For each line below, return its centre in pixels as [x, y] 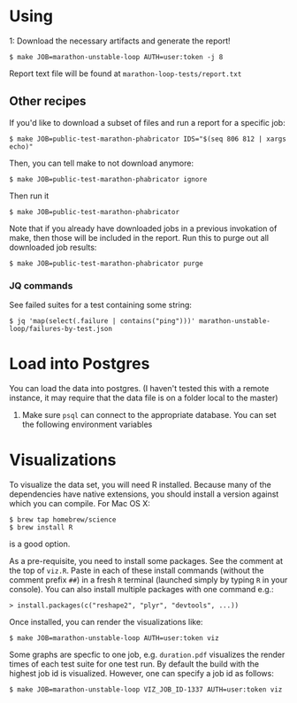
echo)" [21, 147]
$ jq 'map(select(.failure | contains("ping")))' [103, 321]
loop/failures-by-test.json [61, 329]
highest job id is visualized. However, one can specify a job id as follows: [141, 673]
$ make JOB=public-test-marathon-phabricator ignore [108, 179]
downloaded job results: [53, 247]
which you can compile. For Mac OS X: [80, 503]
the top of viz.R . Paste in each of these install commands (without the [137, 570]
